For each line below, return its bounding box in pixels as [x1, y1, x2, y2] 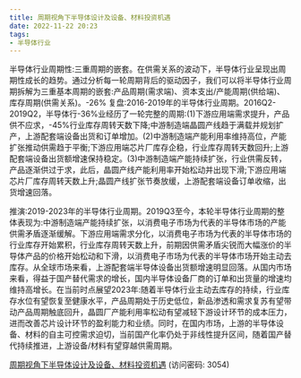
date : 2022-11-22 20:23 [9, 21, 99, 30]
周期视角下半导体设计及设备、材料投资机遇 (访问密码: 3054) [9, 359, 230, 370]
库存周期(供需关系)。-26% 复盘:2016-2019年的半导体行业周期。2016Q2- [9, 98, 277, 108]
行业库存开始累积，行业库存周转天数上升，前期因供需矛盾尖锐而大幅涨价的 [9, 239, 284, 251]
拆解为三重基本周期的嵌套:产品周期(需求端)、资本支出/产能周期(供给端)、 [16, 86, 285, 97]
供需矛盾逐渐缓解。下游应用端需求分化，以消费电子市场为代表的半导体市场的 [9, 228, 292, 239]
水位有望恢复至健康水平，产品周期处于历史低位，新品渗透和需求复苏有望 [16, 296, 284, 306]
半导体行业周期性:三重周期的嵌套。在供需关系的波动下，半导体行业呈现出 [9, 64, 279, 74]
